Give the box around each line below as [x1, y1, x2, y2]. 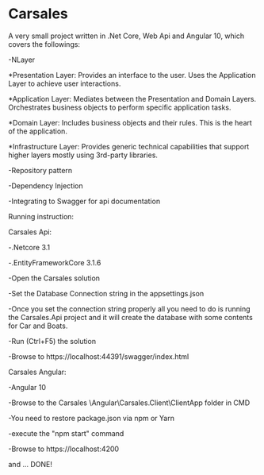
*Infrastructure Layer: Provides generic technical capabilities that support [8, 141, 250, 151]
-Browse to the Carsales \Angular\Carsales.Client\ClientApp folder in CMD [8, 398, 251, 407]
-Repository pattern [8, 165, 73, 175]
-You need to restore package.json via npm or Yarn [8, 413, 174, 423]
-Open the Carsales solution [8, 273, 101, 283]
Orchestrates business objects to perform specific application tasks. [8, 102, 231, 112]
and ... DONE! [8, 459, 53, 469]
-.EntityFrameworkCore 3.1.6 [8, 257, 101, 267]
